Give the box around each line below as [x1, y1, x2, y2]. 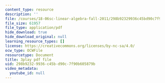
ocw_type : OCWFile [5, 48, 43, 53]
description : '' [5, 12, 38, 17]
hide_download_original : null [5, 35, 67, 40]
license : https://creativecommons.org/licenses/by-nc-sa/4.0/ [5, 43, 135, 48]
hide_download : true [5, 30, 48, 35]
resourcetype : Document [5, 52, 54, 58]
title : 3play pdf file [5, 57, 52, 62]
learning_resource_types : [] [5, 39, 65, 44]
